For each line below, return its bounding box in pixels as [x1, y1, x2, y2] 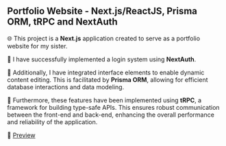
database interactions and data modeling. [7, 83, 125, 91]
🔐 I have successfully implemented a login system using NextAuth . [7, 55, 197, 63]
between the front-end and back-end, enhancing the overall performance [7, 111, 214, 119]
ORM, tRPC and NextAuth [7, 16, 118, 28]
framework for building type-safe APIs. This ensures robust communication [7, 103, 221, 111]
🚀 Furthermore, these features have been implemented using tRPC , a [7, 96, 202, 104]
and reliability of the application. [7, 117, 98, 126]
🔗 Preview [7, 131, 36, 139]
